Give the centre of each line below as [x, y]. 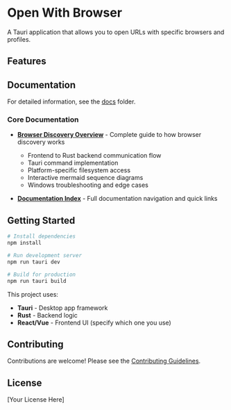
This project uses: [33, 294]
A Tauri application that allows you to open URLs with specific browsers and [116, 32]
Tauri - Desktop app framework [62, 308]
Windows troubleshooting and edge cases [88, 185]
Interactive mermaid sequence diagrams [85, 178]
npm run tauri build [37, 281]
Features [27, 61]
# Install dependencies [42, 237]
